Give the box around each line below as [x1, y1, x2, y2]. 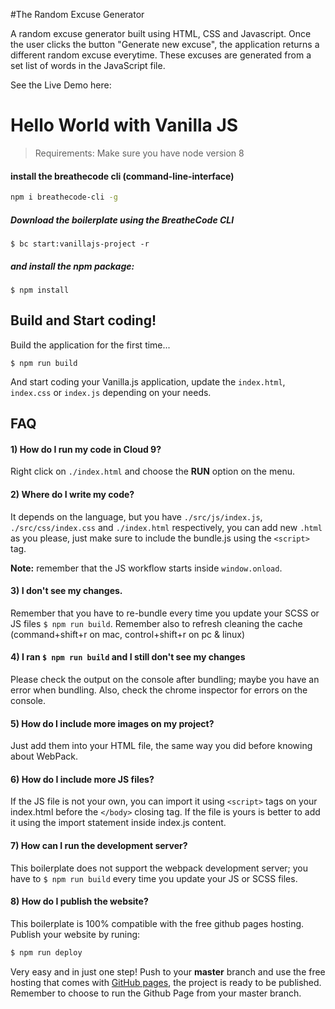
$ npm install [10, 285, 70, 295]
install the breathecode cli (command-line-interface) [10, 170, 235, 182]
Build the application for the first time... [10, 339, 171, 351]
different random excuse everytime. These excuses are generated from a [10, 49, 312, 61]
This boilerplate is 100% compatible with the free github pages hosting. [10, 917, 305, 929]
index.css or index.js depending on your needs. [10, 386, 212, 398]
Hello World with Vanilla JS [10, 114, 239, 137]
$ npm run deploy [10, 947, 83, 958]
